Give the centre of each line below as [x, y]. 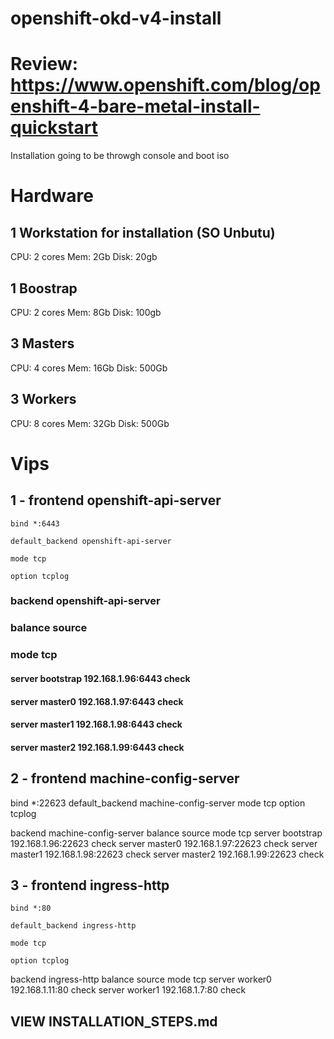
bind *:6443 [35, 523]
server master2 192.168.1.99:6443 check [97, 747]
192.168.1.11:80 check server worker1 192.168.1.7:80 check [128, 990]
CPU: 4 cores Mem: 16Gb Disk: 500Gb [89, 368]
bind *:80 [31, 908]
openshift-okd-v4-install [116, 18]
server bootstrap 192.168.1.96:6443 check [100, 678]
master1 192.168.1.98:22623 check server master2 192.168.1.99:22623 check [167, 854]
